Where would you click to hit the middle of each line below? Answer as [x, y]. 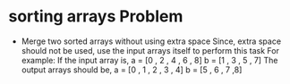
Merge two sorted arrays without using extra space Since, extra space [151, 41]
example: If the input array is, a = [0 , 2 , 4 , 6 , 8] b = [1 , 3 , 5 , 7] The [149, 60]
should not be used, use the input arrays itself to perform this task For [150, 50]
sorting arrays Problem [96, 17]
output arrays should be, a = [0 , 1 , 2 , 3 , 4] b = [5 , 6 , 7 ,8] [132, 70]
